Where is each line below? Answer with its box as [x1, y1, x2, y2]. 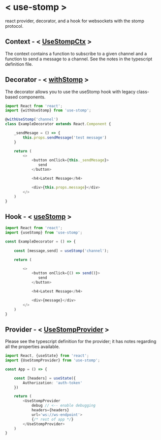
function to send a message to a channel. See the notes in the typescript [5, 56, 153, 62]
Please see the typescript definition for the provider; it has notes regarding [5, 339, 157, 344]
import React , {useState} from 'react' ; [5, 353, 90, 358]
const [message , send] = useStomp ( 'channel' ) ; [14, 248, 109, 253]
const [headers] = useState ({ [14, 376, 76, 381]
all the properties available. [5, 343, 60, 350]
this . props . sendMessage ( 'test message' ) [23, 135, 107, 140]
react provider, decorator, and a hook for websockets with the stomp [5, 18, 144, 24]
